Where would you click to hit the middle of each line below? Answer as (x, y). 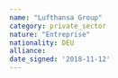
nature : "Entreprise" (50, 34)
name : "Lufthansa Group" (56, 17)
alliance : (28, 51)
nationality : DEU (42, 43)
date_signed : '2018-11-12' (60, 59)
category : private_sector (58, 26)
